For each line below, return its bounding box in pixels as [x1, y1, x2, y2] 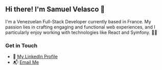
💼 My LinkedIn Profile [12, 54, 58, 60]
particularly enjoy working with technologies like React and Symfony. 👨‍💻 [5, 29, 157, 36]
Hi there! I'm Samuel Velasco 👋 [5, 5, 105, 14]
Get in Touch [5, 42, 38, 49]
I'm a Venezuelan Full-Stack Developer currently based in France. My [5, 18, 152, 24]
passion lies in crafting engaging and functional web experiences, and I [5, 24, 155, 30]
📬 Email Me [12, 59, 39, 65]
